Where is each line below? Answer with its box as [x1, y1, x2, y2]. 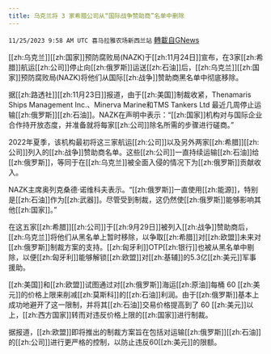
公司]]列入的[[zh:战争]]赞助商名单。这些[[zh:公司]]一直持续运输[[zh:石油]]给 [8, 147, 260, 157]
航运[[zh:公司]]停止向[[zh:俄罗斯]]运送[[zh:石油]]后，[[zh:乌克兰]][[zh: [20, 62, 253, 72]
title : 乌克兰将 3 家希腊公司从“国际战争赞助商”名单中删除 [8, 11, 184, 20]
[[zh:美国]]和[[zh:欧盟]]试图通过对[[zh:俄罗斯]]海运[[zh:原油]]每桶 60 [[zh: [8, 280, 253, 289]
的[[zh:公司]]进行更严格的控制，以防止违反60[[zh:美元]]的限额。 [8, 337, 222, 347]
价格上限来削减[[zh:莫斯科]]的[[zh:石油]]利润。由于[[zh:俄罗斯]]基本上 [28, 289, 260, 299]
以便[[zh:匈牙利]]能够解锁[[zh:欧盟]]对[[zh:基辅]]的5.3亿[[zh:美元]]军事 [22, 252, 257, 262]
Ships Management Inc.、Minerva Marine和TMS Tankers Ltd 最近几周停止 [8, 99, 255, 109]
